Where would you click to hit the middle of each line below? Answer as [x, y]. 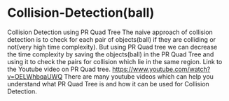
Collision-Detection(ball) [81, 13]
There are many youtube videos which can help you [139, 76]
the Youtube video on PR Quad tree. [59, 69]
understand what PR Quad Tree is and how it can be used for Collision [109, 84]
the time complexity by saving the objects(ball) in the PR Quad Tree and [111, 54]
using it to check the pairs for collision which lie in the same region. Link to [115, 61]
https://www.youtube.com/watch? [161, 69]
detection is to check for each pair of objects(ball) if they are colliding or [111, 39]
